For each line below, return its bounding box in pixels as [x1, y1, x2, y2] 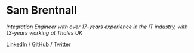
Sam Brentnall [6, 4, 78, 17]
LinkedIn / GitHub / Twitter [6, 41, 71, 48]
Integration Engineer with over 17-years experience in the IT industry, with [6, 23, 188, 30]
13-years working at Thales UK [6, 29, 83, 36]
